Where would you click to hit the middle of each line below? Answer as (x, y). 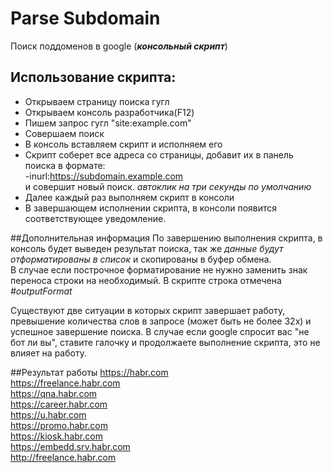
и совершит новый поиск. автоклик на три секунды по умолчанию (168, 186)
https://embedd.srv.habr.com (70, 446)
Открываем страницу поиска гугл (97, 101)
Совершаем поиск (64, 133)
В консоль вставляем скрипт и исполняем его (123, 144)
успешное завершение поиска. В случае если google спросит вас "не (160, 331)
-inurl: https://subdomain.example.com (104, 176)
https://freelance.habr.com (65, 383)
